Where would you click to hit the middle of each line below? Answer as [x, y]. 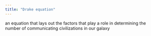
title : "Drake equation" [30, 9]
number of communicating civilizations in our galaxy [57, 28]
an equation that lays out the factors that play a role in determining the [75, 23]
